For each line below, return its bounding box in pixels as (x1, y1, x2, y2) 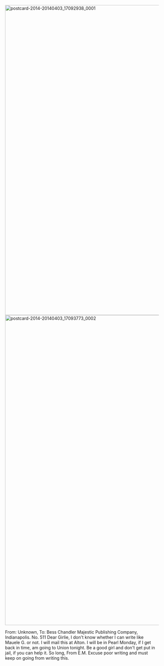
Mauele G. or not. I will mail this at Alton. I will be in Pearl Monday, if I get (5, 640, 151, 645)
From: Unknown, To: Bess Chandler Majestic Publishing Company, (5, 629, 138, 635)
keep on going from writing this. (5, 655, 69, 661)
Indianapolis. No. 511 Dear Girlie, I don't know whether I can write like (5, 634, 144, 640)
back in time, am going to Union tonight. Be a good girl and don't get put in (5, 645, 155, 650)
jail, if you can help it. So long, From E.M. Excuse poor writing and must (5, 650, 148, 656)
